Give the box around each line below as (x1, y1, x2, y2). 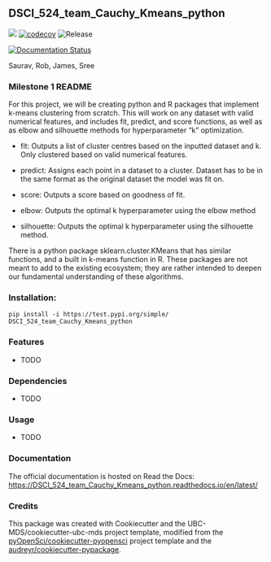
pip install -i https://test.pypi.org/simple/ (8, 311, 169, 319)
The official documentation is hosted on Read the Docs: (8, 471, 195, 481)
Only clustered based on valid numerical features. (20, 150, 188, 159)
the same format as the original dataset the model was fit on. (20, 174, 225, 184)
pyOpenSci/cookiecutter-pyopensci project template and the (8, 536, 212, 546)
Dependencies (8, 375, 68, 386)
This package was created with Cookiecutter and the (8, 518, 186, 528)
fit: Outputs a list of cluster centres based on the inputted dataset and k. (20, 142, 262, 151)
